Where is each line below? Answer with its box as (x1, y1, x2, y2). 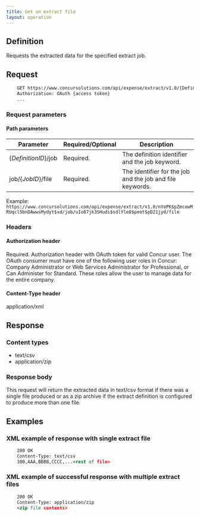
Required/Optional (63, 140, 117, 148)
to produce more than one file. (6, 399, 81, 406)
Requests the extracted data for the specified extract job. (6, 52, 147, 60)
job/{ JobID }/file (9, 175, 52, 183)
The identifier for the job (121, 167, 190, 176)
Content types (6, 338, 49, 346)
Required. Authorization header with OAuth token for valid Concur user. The (6, 251, 192, 258)
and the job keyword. (121, 157, 181, 166)
